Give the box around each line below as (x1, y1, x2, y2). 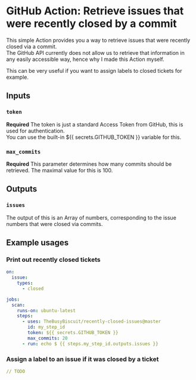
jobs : (6, 296, 20, 302)
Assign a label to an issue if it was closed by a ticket (6, 355, 159, 363)
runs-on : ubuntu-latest (17, 307, 76, 314)
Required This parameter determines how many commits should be (6, 160, 172, 168)
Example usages (6, 237, 69, 248)
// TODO (6, 368, 26, 374)
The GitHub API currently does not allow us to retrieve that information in (6, 49, 185, 56)
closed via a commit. (6, 43, 57, 50)
